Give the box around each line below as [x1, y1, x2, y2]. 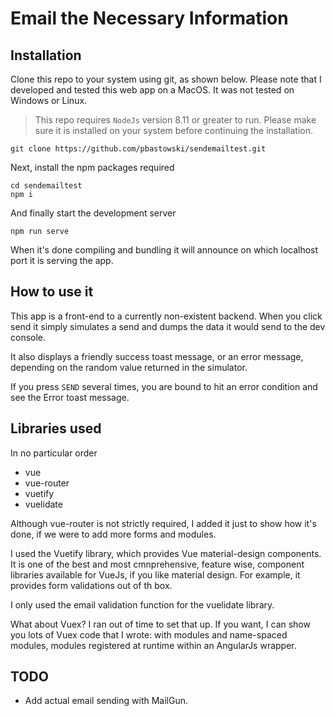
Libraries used [10, 420, 102, 437]
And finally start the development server [10, 207, 177, 219]
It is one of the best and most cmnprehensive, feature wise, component [10, 558, 305, 570]
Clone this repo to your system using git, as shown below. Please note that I [10, 73, 322, 85]
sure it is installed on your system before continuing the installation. [34, 125, 314, 136]
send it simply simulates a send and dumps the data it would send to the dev [10, 320, 326, 332]
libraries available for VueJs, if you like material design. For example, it [10, 568, 301, 581]
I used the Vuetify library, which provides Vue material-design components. [10, 547, 322, 559]
